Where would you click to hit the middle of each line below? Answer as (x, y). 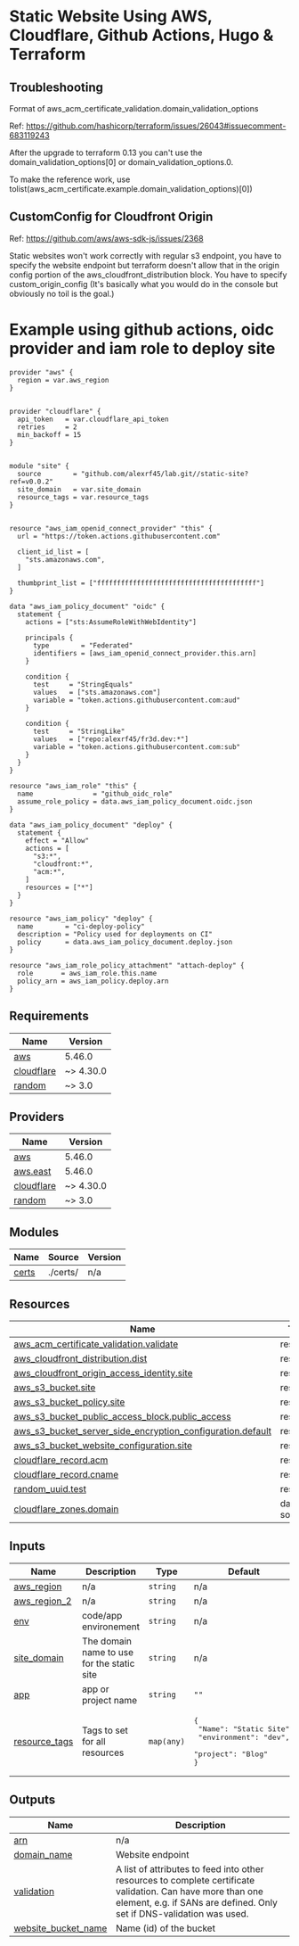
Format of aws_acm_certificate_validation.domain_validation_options (134, 108)
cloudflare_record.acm (61, 1460)
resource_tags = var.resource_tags (83, 497)
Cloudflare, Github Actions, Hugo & (141, 35)
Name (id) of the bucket (166, 1928)
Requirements (49, 1016)
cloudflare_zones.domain (66, 1509)
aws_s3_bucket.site (55, 1387)
